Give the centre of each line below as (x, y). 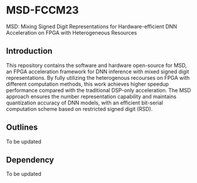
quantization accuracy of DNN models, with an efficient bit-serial (85, 103)
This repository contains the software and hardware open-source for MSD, (96, 65)
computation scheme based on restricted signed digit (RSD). (79, 109)
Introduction (29, 51)
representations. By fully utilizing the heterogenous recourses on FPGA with (98, 77)
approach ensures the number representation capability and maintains (91, 96)
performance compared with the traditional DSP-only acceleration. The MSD (98, 90)
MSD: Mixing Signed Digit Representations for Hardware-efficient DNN (92, 26)
